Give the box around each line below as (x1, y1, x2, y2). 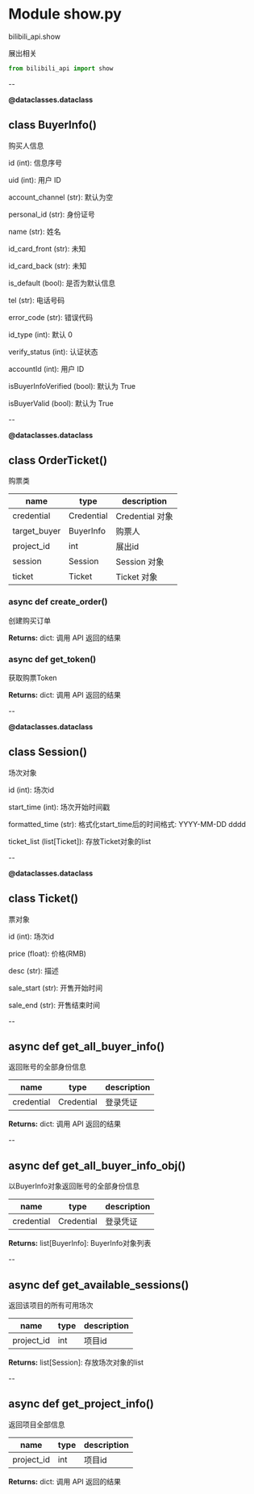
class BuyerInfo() (8, 118, 97, 132)
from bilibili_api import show (8, 64, 114, 73)
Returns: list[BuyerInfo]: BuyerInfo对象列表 (8, 1239, 152, 1248)
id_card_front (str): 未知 (8, 243, 86, 253)
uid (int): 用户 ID (8, 175, 62, 184)
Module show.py (8, 5, 123, 23)
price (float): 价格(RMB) (8, 948, 87, 958)
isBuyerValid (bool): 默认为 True (8, 398, 115, 408)
